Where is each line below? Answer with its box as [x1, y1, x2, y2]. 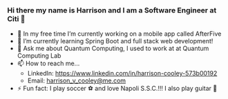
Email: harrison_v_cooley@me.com [27, 76, 126, 85]
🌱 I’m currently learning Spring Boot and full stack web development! [17, 37, 213, 45]
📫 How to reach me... [17, 59, 80, 67]
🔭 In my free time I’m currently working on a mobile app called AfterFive [17, 30, 222, 38]
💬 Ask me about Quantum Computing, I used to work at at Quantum [17, 44, 209, 53]
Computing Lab [17, 52, 61, 60]
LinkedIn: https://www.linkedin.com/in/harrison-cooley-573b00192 [27, 69, 218, 78]
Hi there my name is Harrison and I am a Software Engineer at [7, 5, 217, 15]
